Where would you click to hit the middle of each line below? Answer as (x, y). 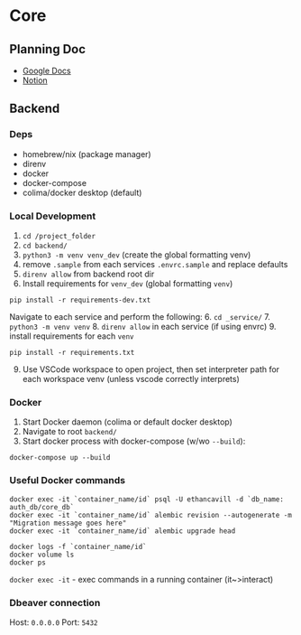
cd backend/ (45, 246)
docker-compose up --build (60, 458)
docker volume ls (42, 555)
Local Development (53, 216)
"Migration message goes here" (68, 523)
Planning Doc (48, 49)
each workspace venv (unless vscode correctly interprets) (131, 378)
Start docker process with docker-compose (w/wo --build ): (134, 441)
